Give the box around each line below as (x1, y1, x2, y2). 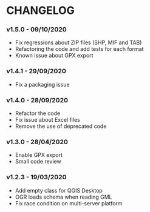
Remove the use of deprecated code (15, 122, 107, 130)
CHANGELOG (6, 4, 75, 18)
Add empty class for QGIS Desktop (15, 187, 103, 194)
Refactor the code (15, 110, 61, 117)
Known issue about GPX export (15, 52, 94, 59)
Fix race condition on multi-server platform (15, 199, 123, 207)
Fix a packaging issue (15, 81, 70, 88)
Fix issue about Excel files (15, 116, 80, 124)
